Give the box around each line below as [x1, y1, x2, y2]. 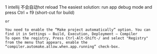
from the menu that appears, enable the [5, 40, 88, 45]
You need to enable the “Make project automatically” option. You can [5, 27, 151, 32]
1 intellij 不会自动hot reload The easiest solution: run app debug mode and [5, 4, 153, 10]
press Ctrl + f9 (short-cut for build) [5, 10, 75, 15]
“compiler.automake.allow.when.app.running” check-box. [5, 44, 120, 49]
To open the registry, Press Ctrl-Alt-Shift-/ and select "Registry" [5, 36, 149, 40]
